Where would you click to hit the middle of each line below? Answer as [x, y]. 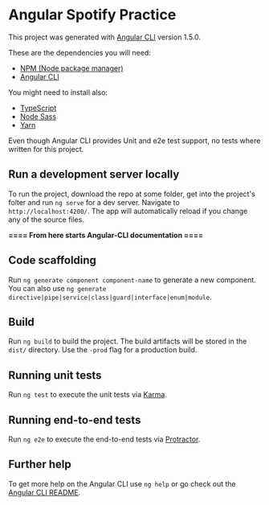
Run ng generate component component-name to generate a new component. [132, 280]
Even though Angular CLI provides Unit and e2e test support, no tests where [134, 140]
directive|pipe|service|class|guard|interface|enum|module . [110, 297]
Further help [40, 464]
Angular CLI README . [45, 492]
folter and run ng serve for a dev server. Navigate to [94, 202]
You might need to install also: [58, 92]
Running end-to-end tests [75, 420]
